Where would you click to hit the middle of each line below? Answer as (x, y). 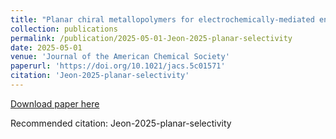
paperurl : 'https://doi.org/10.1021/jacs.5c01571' (118, 66)
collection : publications (64, 29)
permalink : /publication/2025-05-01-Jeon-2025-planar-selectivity (151, 38)
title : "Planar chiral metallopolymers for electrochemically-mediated (162, 19)
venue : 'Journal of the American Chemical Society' (120, 57)
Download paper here (55, 103)
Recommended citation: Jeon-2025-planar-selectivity (121, 123)
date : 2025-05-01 (46, 47)
